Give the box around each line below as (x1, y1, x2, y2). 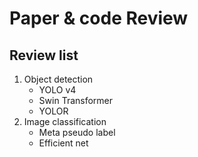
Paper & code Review (9, 7, 189, 30)
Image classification (23, 116, 107, 127)
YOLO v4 (38, 84, 77, 96)
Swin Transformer (38, 95, 114, 106)
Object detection (23, 73, 94, 85)
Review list (9, 47, 79, 64)
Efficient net (38, 137, 89, 149)
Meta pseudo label (38, 127, 116, 138)
